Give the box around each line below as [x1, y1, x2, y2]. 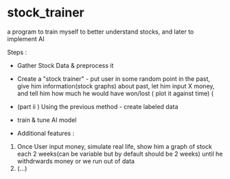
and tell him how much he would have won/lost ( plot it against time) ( [16, 89, 214, 97]
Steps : [7, 48, 27, 56]
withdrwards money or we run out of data [16, 156, 135, 165]
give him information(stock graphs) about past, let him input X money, [16, 82, 215, 90]
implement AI [7, 34, 45, 43]
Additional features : [16, 129, 75, 137]
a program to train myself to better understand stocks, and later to [7, 27, 194, 36]
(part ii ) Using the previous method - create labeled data [16, 102, 179, 110]
